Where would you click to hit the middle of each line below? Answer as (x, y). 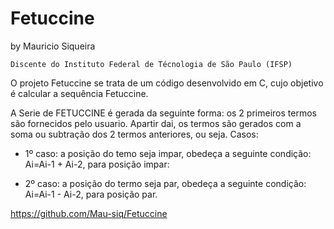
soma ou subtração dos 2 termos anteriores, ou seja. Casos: (134, 134)
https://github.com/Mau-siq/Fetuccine (89, 213)
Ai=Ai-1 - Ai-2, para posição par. (91, 194)
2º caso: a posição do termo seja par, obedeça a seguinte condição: (165, 183)
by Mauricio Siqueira (53, 46)
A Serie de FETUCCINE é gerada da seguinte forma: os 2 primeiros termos (163, 113)
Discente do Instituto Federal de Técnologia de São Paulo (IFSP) (151, 64)
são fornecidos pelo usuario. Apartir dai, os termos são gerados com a (156, 123)
